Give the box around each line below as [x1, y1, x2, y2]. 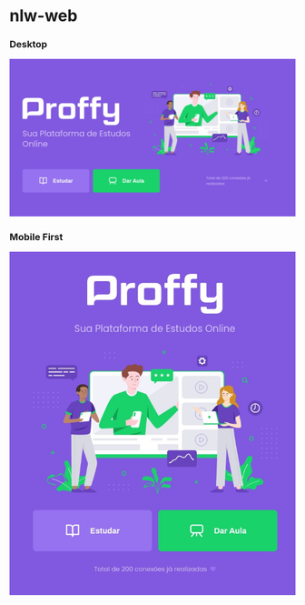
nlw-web [9, 5, 78, 26]
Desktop [9, 38, 48, 51]
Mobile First [9, 230, 64, 243]
